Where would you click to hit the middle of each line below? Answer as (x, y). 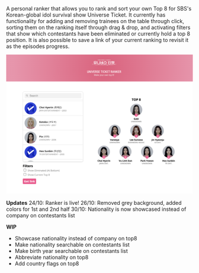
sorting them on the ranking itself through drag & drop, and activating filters (98, 27)
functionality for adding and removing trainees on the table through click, (95, 21)
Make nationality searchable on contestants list (72, 245)
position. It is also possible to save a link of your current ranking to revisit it (97, 40)
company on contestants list (41, 215)
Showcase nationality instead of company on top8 (76, 238)
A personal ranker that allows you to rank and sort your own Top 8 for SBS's (99, 9)
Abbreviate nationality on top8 (52, 257)
